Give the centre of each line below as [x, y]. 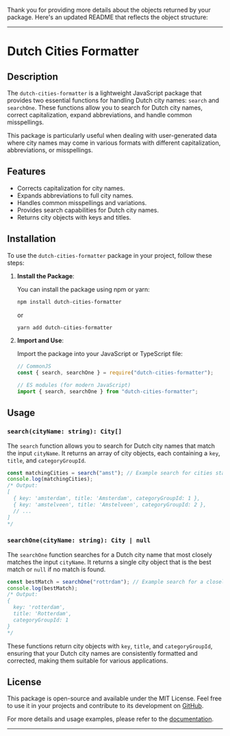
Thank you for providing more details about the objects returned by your [109, 10]
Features [26, 172]
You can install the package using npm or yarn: [84, 289]
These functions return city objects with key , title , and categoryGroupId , [110, 646]
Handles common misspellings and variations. [82, 202]
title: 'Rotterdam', [42, 614]
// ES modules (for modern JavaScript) [74, 385]
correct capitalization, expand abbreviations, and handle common [100, 115]
